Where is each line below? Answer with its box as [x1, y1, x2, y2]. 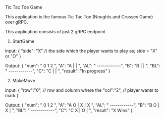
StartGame [12, 38, 35, 44]
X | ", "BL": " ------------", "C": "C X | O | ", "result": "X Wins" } [5, 108, 133, 113]
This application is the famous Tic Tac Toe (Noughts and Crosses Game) [5, 14, 153, 19]
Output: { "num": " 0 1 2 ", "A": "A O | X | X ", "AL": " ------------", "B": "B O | [5, 102, 160, 108]
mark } [5, 93, 19, 98]
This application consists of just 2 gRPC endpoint [5, 29, 106, 34]
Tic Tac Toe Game [5, 4, 43, 10]
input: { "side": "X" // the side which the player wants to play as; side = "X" [5, 48, 158, 54]
